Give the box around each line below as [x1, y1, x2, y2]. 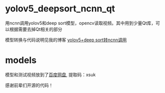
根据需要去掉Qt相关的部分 [9, 26, 63, 32]
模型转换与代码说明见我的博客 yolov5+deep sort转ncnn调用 [5, 37, 127, 43]
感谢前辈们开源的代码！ [5, 82, 53, 88]
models [5, 55, 37, 66]
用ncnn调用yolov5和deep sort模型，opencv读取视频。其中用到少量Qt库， [5, 20, 156, 26]
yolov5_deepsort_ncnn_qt [5, 3, 115, 14]
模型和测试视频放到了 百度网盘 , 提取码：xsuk [5, 72, 96, 78]
